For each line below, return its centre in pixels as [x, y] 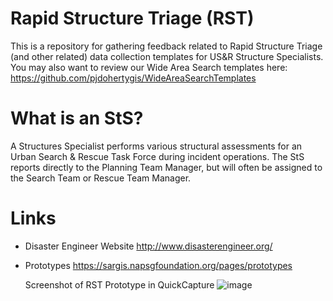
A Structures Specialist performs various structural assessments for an [156, 146]
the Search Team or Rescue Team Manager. [101, 178]
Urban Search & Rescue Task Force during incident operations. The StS [157, 156]
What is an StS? [77, 118]
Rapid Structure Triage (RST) [132, 18]
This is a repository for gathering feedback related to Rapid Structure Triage [166, 46]
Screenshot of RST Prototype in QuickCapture [119, 284]
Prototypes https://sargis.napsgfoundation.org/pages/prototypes [158, 265]
